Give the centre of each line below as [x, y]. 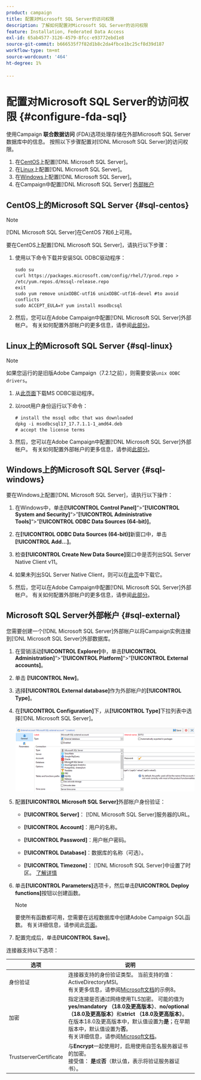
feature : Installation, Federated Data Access [65, 32]
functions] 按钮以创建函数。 [49, 893]
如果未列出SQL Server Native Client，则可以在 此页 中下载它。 [90, 574]
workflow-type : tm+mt [33, 51]
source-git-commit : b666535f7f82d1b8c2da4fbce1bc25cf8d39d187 [85, 44]
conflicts [27, 300]
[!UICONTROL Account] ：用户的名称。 [72, 827]
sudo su [24, 270]
